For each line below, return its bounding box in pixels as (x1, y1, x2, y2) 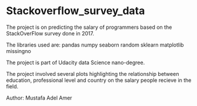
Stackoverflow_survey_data (6, 4, 145, 18)
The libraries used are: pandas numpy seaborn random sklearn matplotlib (6, 41, 184, 48)
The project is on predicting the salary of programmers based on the (6, 24, 172, 31)
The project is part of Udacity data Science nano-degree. (6, 59, 145, 66)
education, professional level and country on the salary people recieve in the (6, 77, 192, 84)
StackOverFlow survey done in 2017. (6, 29, 94, 37)
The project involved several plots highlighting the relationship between (6, 70, 179, 77)
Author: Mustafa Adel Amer (6, 94, 72, 101)
